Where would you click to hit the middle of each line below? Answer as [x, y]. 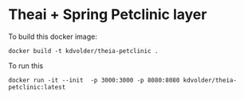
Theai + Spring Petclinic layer [108, 15]
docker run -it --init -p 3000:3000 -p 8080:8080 [94, 80]
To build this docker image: [53, 36]
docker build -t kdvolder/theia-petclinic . [83, 51]
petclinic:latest [37, 87]
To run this [26, 66]
